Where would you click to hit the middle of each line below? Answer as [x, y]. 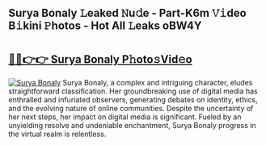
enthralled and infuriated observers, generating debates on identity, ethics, [133, 99]
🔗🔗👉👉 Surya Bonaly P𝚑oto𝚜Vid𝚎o [100, 59]
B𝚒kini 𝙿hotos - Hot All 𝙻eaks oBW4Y [105, 26]
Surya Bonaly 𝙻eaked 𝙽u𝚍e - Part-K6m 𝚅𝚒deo [127, 13]
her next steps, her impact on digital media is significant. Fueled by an [125, 117]
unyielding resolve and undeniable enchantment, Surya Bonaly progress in [132, 125]
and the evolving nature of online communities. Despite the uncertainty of [131, 108]
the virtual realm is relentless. [57, 134]
